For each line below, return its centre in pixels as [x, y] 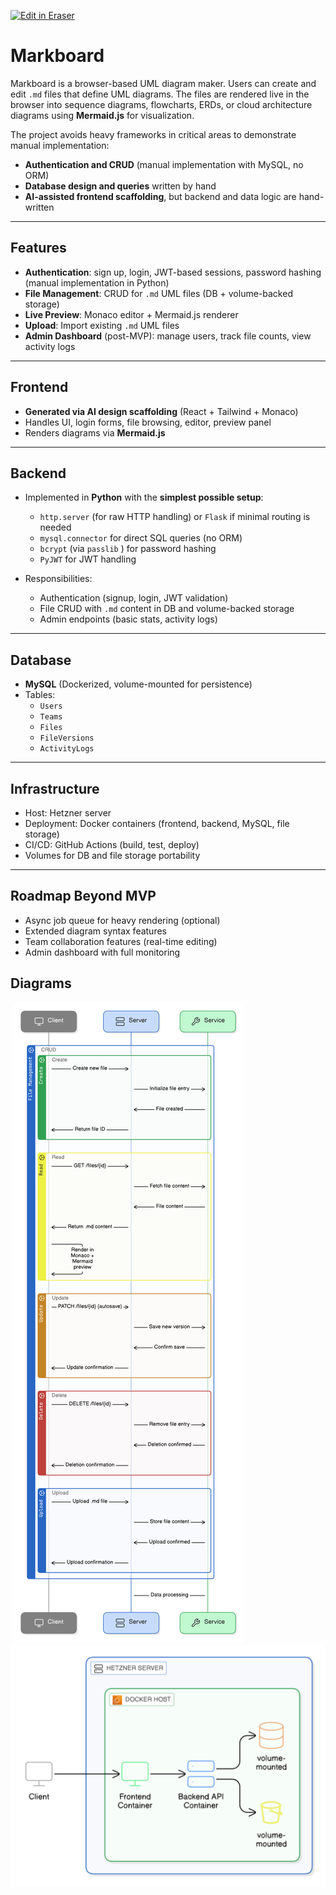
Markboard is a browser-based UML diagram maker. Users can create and [163, 83]
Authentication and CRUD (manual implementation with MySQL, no [164, 164]
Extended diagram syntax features [95, 931]
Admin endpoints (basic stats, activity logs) [128, 619]
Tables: [40, 695]
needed [55, 527]
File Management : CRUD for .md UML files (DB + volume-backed [158, 293]
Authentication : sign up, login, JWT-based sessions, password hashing [173, 272]
